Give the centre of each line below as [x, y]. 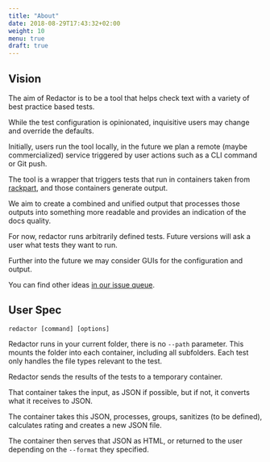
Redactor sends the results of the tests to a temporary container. [116, 376]
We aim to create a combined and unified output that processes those [124, 204]
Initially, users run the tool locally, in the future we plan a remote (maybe [128, 146]
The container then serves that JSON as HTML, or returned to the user [126, 440]
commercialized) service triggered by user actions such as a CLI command [133, 155]
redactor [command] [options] [59, 329]
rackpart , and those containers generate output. [88, 187]
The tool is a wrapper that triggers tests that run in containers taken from [129, 179]
